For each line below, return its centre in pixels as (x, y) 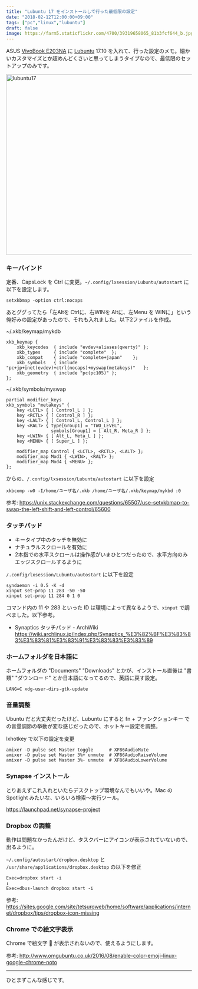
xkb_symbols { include (47, 363)
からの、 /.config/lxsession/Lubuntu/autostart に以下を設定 (80, 479)
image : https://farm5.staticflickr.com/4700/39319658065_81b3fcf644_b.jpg (100, 34)
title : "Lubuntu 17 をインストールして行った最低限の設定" (72, 11)
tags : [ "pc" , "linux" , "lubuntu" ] (46, 22)
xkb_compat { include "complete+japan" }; (77, 358)
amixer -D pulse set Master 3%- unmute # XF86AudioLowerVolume (87, 760)
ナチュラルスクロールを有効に (51, 547)
